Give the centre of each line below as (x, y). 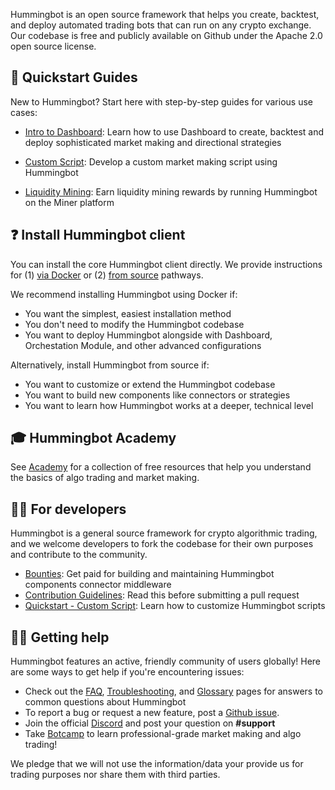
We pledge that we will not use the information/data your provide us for (157, 764)
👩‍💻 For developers (68, 509)
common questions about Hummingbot (105, 702)
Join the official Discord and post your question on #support (150, 723)
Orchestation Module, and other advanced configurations (143, 345)
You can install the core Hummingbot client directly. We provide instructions (166, 264)
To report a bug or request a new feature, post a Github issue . (152, 713)
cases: (24, 112)
